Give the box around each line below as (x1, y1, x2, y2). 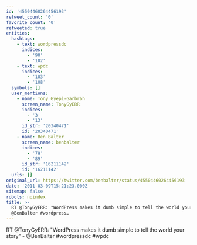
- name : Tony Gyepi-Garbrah (16, 96, 85, 101)
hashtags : (11, 36, 35, 42)
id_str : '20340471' (21, 123, 69, 129)
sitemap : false (6, 188, 43, 194)
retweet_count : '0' (6, 14, 54, 20)
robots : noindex (6, 194, 46, 200)
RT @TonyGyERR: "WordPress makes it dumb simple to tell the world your (6, 226, 185, 233)
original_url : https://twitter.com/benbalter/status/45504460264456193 (6, 178, 185, 183)
